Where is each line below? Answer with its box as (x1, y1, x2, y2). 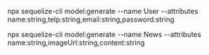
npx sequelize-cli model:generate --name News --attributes (7, 30, 202, 39)
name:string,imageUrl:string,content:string (7, 38, 145, 47)
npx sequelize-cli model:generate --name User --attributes (7, 7, 199, 15)
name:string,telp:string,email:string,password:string (7, 15, 174, 24)
